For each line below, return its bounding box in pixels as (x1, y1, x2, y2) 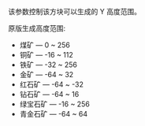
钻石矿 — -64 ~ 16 (19, 90, 80, 98)
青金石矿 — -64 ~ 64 (19, 109, 88, 118)
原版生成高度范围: (8, 24, 66, 33)
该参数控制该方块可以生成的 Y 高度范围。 (8, 7, 142, 16)
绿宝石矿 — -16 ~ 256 (19, 99, 91, 109)
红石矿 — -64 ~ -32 (19, 80, 84, 89)
